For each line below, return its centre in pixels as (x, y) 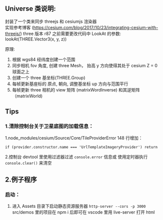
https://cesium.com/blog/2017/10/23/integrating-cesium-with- (96, 27)
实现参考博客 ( (19, 27)
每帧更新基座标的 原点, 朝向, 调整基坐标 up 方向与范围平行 (70, 84)
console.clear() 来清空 (28, 163)
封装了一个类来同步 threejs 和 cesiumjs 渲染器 (51, 21)
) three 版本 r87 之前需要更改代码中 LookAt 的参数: (71, 34)
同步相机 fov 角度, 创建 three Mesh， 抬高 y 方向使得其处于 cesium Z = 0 (85, 65)
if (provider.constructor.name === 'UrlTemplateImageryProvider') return (81, 147)
